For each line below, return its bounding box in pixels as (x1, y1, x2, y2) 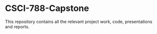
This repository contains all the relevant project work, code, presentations (5, 19, 153, 24)
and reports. (5, 23, 30, 29)
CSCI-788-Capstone (5, 3, 89, 14)
